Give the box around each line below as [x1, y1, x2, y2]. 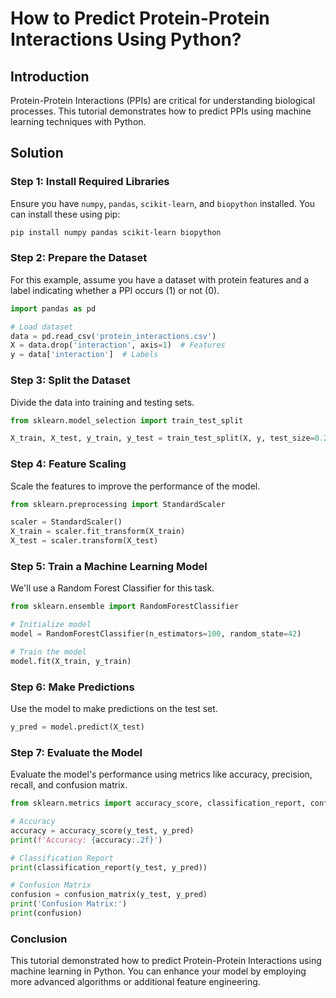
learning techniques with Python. [10, 116, 147, 127]
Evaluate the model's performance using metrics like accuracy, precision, [10, 768, 313, 781]
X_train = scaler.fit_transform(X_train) [10, 527, 186, 537]
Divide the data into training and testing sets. [10, 396, 195, 408]
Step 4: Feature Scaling [10, 457, 127, 471]
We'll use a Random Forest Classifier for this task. [10, 582, 215, 594]
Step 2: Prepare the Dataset [10, 251, 148, 265]
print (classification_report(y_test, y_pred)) [10, 862, 208, 872]
